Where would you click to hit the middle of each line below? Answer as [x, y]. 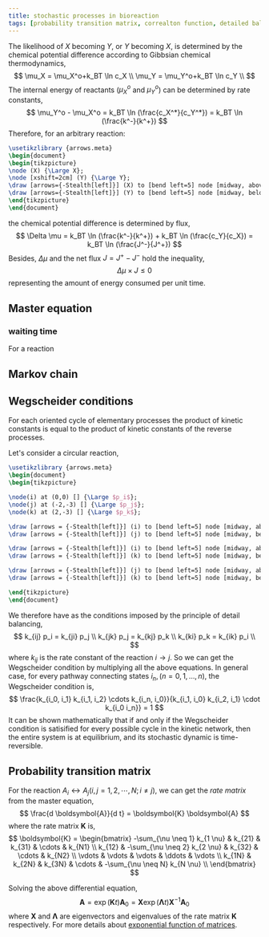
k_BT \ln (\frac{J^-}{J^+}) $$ [134, 244]
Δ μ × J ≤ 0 [134, 270]
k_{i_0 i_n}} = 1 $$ [134, 708]
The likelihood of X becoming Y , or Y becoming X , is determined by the [125, 46]
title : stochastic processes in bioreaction [84, 16]
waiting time [33, 331]
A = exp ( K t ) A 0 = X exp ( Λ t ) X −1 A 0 [134, 902]
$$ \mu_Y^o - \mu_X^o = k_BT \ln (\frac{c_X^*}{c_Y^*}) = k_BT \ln [134, 112]
